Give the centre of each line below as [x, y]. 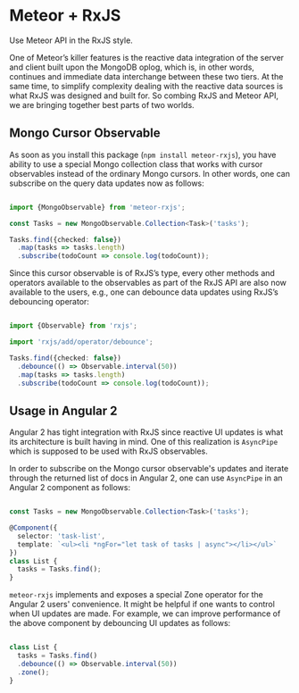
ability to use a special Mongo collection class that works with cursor [136, 164]
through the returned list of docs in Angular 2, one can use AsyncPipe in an [146, 478]
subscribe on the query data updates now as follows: [107, 183]
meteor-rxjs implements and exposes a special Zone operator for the [136, 595]
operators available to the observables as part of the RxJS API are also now [148, 283]
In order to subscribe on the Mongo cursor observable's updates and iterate [149, 469]
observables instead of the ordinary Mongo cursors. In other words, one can [149, 173]
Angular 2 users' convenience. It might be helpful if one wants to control [142, 605]
